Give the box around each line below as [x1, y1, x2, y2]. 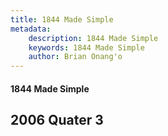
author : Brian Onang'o [28, 52, 123, 62]
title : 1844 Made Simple [10, 14, 114, 25]
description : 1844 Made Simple [28, 33, 159, 43]
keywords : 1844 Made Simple [28, 42, 145, 53]
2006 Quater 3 [10, 112, 104, 129]
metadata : [10, 24, 52, 34]
